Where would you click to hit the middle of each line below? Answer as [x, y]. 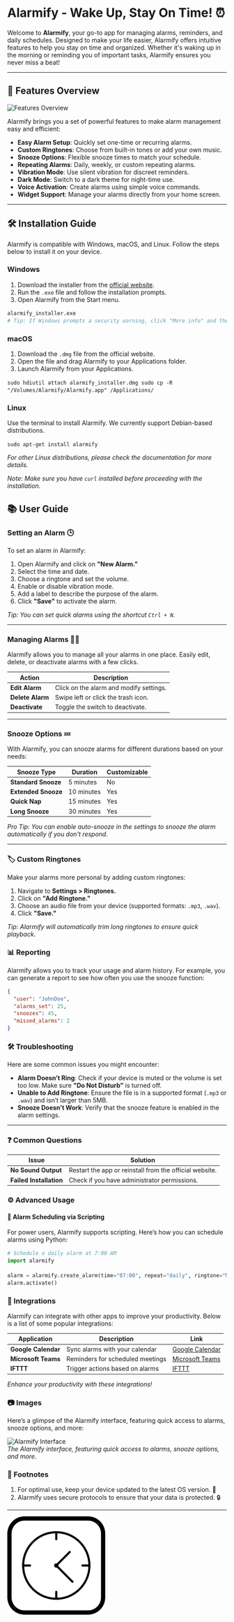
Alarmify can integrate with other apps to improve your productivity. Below [114, 1316]
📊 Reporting [29, 952]
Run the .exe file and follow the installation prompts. [92, 292]
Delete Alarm [30, 698]
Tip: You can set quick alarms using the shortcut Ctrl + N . [91, 615]
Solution [142, 1160]
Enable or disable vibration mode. [65, 586]
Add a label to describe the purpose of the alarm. [88, 594]
